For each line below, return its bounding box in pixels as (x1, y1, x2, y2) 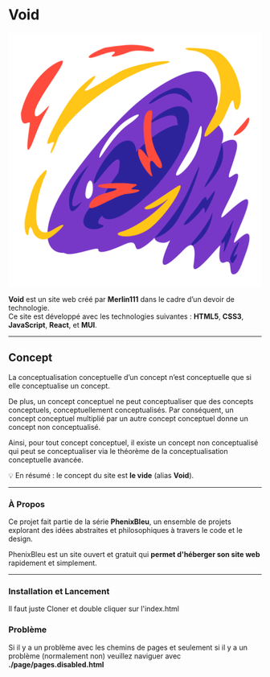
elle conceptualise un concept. (8, 381, 110, 390)
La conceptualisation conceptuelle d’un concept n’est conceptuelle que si (8, 372, 252, 382)
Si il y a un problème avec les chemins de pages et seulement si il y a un (8, 642, 247, 652)
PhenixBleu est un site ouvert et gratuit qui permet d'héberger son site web (8, 550, 260, 559)
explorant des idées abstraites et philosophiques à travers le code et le (8, 526, 243, 535)
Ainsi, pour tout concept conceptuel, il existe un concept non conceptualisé (8, 437, 259, 448)
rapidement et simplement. (8, 558, 98, 568)
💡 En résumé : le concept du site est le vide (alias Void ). (8, 470, 194, 480)
